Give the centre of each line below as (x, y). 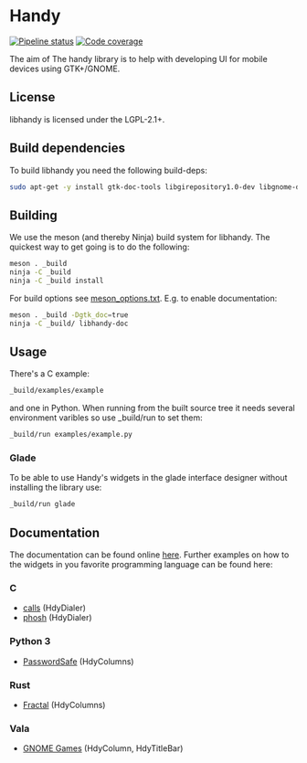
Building (33, 215)
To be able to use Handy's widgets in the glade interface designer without (148, 478)
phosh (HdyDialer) (58, 618)
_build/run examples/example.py (71, 435)
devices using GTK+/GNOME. (65, 69)
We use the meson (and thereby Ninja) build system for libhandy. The (140, 238)
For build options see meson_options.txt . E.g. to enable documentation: (143, 298)
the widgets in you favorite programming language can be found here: (141, 565)
